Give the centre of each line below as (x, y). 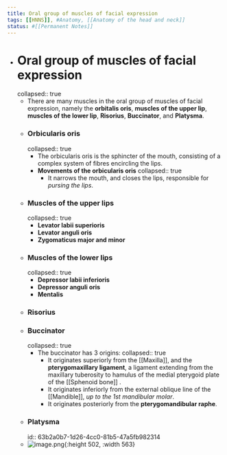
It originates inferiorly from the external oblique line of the (129, 390)
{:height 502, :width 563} (100, 444)
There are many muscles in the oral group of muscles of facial (115, 101)
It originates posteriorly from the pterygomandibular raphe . (132, 404)
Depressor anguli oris (69, 287)
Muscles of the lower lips (70, 257)
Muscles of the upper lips (71, 203)
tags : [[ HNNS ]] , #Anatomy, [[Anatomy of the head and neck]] (96, 20)
